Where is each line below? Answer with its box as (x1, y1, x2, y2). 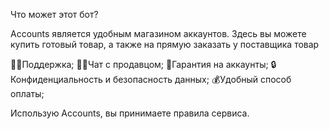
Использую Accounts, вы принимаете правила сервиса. (10, 107, 250, 119)
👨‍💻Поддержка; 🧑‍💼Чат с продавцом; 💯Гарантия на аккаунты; (10, 59, 269, 70)
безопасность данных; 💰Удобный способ (112, 74, 292, 85)
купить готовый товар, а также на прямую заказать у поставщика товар (10, 39, 320, 50)
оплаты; (10, 88, 45, 99)
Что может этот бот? (10, 9, 99, 20)
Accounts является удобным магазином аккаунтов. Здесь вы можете (10, 28, 307, 39)
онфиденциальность (10, 74, 103, 85)
